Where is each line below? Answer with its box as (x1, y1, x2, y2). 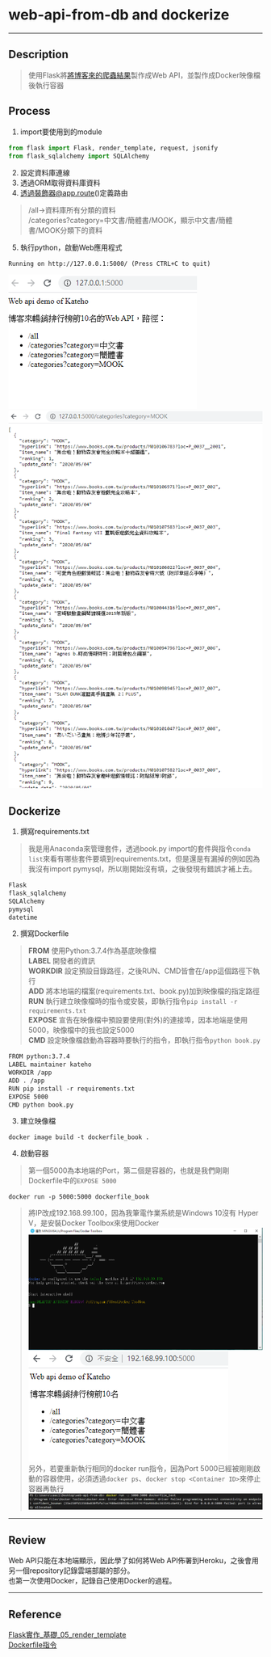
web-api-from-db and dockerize (8, 6, 230, 24)
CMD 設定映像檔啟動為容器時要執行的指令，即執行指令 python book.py (27, 1035, 261, 1044)
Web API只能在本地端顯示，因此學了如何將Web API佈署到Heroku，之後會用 (8, 1556, 260, 1566)
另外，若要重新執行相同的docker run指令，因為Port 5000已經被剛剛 (27, 1464, 254, 1474)
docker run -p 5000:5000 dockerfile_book (8, 1192, 150, 1201)
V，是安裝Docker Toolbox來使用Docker (27, 1218, 160, 1228)
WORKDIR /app (8, 1069, 52, 1077)
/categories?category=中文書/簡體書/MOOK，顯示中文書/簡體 (27, 216, 233, 226)
